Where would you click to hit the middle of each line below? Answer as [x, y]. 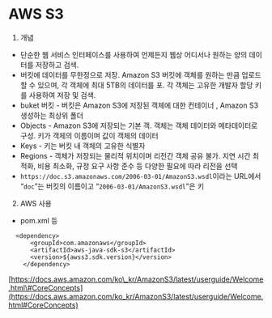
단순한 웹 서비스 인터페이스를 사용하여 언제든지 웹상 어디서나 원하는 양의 [134, 54]
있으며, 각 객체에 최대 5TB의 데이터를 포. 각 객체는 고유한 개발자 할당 [145, 85]
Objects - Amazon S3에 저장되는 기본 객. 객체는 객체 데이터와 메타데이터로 [139, 125]
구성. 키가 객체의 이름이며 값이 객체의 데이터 [89, 135]
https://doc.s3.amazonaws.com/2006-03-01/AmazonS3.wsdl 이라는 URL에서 [140, 176]
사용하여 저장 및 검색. [62, 95]
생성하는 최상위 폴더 [51, 115]
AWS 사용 [36, 203]
